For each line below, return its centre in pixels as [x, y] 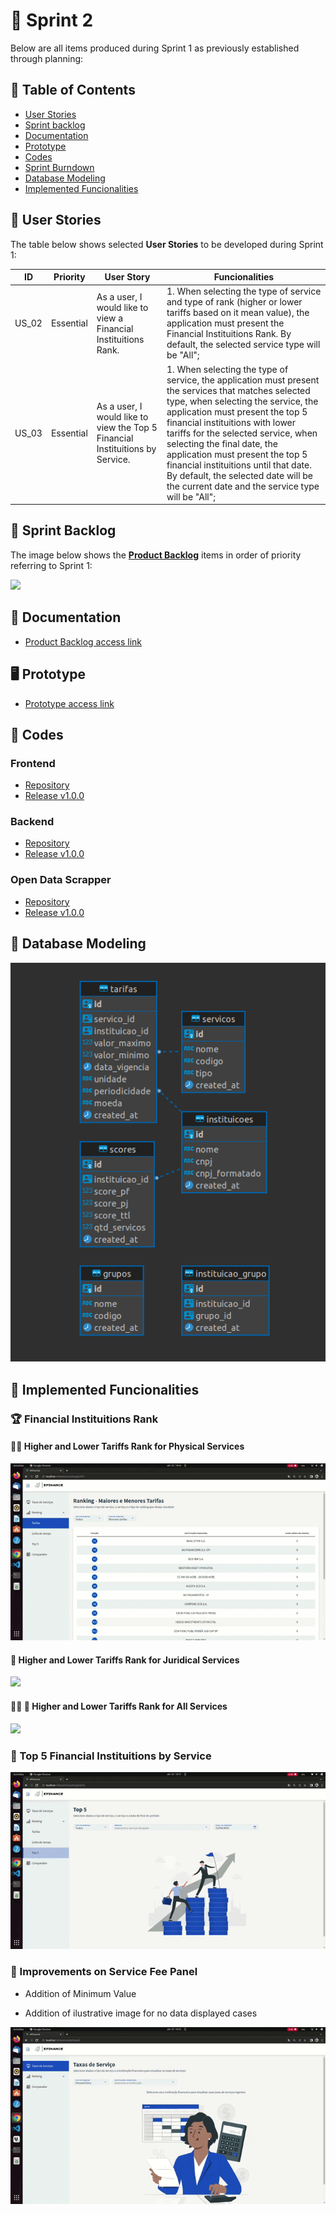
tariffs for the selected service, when [242, 433]
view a [110, 318]
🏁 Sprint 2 [52, 20]
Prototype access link [69, 703]
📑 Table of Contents [73, 90]
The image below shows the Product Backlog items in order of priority [156, 555]
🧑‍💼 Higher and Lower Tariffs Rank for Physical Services [127, 1446]
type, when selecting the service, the [242, 401]
